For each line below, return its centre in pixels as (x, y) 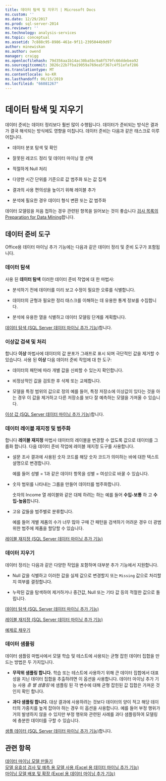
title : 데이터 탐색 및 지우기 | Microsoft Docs (50, 10)
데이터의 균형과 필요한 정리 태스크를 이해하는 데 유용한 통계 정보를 (76, 300)
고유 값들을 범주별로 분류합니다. (43, 512)
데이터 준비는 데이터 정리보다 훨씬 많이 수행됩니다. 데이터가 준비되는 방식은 (77, 124)
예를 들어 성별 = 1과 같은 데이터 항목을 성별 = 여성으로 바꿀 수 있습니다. (81, 474)
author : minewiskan (25, 47)
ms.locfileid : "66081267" (32, 83)
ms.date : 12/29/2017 (27, 19)
